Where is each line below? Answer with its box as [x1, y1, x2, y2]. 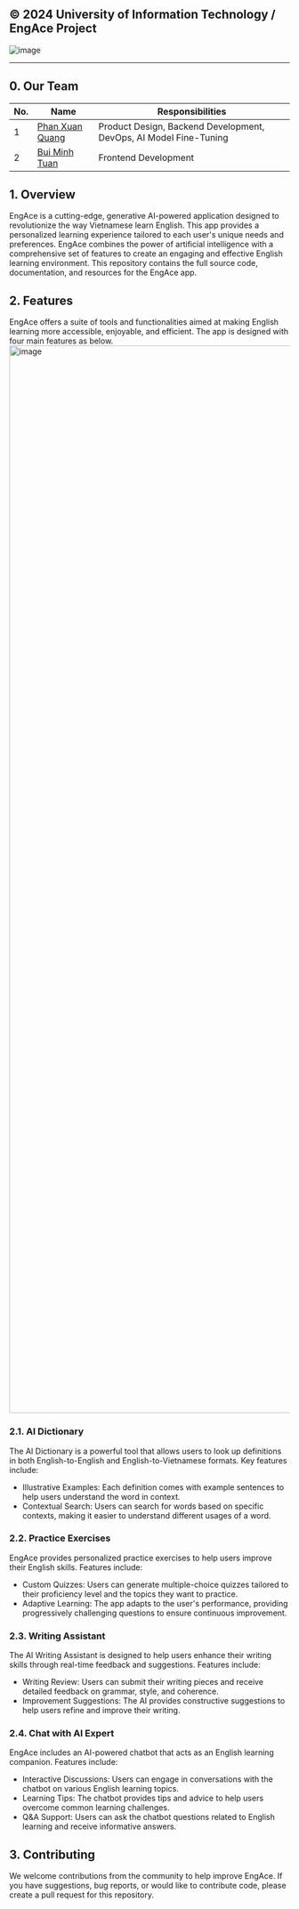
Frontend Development [98, 151, 194, 164]
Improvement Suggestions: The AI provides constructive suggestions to [21, 1696, 286, 1706]
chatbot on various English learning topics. [21, 1784, 180, 1794]
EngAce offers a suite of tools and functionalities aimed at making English [9, 317, 279, 327]
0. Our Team [9, 79, 79, 94]
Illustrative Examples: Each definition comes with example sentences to [21, 1481, 285, 1493]
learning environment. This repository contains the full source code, [9, 258, 258, 269]
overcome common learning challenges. [21, 1802, 171, 1813]
